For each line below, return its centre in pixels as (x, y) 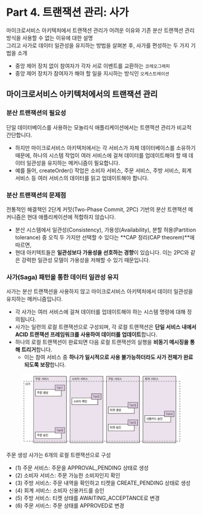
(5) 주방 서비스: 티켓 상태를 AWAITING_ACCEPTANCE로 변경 (87, 498)
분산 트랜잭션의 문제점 (36, 195)
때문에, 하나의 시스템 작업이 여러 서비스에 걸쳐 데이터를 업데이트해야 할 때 (101, 155)
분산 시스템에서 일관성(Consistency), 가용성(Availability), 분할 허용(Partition (105, 230)
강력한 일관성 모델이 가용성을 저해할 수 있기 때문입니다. (86, 260)
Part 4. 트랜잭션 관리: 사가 (68, 12)
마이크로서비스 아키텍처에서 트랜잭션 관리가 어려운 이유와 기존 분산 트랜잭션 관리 (100, 30)
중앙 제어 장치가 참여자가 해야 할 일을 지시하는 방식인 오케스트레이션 (92, 73)
